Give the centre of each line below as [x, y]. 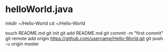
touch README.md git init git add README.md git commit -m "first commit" [85, 33]
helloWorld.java [39, 9]
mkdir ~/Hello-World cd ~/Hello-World [45, 23]
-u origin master [22, 43]
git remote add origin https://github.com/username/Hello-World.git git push [84, 38]
